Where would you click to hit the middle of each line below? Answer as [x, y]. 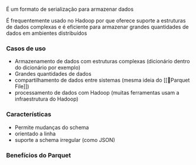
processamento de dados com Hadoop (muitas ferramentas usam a [97, 93]
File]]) [22, 86]
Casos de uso [26, 48]
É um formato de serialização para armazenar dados [70, 9]
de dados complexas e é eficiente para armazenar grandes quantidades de [97, 27]
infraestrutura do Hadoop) [46, 99]
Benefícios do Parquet [39, 155]
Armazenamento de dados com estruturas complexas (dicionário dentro [102, 62]
